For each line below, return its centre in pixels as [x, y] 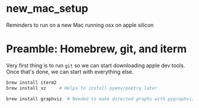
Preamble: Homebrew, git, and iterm [97, 49]
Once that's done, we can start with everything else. [70, 72]
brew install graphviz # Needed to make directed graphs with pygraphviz [100, 99]
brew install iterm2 [32, 82]
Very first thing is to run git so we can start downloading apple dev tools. [96, 65]
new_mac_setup [47, 9]
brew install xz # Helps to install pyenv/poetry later [82, 88]
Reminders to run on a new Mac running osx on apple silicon [80, 25]
